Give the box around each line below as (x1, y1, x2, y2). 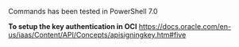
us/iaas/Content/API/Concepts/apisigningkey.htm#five (8, 31, 187, 39)
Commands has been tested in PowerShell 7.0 (8, 7, 158, 16)
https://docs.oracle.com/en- (138, 22, 232, 31)
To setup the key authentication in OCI (8, 22, 137, 31)
